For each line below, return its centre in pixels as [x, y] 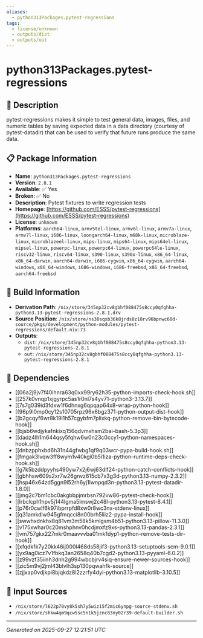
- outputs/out [29, 40]
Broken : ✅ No [32, 196]
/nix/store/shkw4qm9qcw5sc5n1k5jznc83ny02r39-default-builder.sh [99, 613]
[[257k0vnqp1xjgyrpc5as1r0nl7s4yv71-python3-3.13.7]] [83, 399]
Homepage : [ [32, 209]
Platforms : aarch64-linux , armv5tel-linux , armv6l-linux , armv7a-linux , [103, 228]
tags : [13, 23]
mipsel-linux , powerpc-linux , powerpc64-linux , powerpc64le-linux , [97, 247]
